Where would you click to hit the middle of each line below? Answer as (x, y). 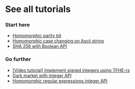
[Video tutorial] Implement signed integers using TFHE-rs (71, 70)
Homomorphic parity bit (37, 35)
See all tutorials (38, 9)
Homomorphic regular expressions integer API (60, 80)
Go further (18, 59)
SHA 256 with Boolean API (40, 46)
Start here (18, 25)
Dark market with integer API (42, 75)
